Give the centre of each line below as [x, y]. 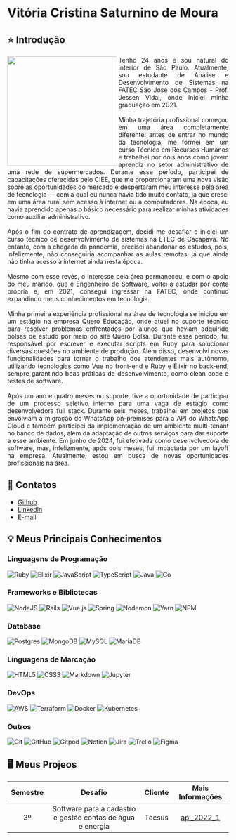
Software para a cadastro [94, 808]
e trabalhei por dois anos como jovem [173, 157]
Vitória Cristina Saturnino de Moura [113, 13]
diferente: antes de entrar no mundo [173, 134]
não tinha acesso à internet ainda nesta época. [75, 262]
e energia [94, 826]
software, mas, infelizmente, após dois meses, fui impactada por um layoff [118, 448]
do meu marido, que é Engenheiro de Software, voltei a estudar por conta [118, 284]
